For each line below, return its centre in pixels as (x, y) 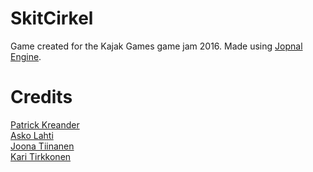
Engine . (26, 56)
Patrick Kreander (45, 124)
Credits (41, 97)
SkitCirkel (52, 18)
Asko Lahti (32, 135)
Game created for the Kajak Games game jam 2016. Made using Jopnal (156, 46)
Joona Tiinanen (42, 146)
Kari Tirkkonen (41, 156)
